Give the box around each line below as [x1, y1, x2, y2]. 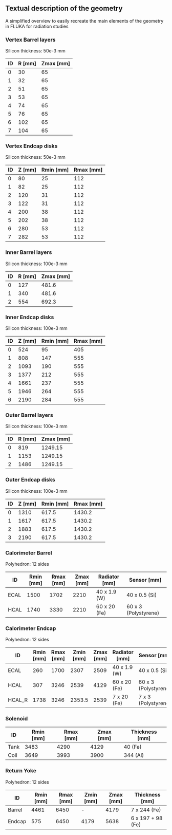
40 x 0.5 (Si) [126, 591, 157, 598]
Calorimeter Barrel [5, 549, 52, 556]
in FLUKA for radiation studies [5, 23, 69, 29]
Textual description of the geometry [5, 4, 123, 13]
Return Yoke [5, 767, 37, 774]
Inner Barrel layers [5, 249, 52, 256]
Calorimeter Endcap [5, 624, 56, 632]
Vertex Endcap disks [5, 142, 58, 150]
